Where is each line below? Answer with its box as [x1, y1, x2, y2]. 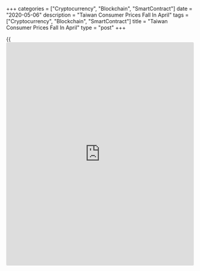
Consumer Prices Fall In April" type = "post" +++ [6, 24, 126, 31]
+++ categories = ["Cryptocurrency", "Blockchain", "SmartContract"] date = [6, 5, 193, 12]
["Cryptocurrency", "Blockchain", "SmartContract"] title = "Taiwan [6, 18, 168, 24]
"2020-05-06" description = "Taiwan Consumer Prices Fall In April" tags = [6, 11, 189, 18]
